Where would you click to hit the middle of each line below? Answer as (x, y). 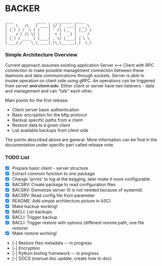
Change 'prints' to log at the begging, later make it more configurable (81, 179)
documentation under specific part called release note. (60, 145)
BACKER (22, 8)
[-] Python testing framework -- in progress (55, 253)
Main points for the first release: (37, 100)
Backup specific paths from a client (47, 120)
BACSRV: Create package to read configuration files (64, 184)
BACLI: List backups (32, 212)
